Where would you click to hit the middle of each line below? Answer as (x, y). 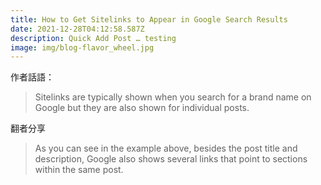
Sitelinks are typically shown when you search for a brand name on (173, 97)
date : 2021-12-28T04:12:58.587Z (77, 29)
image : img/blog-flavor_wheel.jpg (82, 47)
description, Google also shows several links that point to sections (171, 159)
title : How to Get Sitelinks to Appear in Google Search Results (149, 19)
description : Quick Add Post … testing (93, 38)
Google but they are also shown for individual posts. (142, 108)
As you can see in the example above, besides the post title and (166, 148)
